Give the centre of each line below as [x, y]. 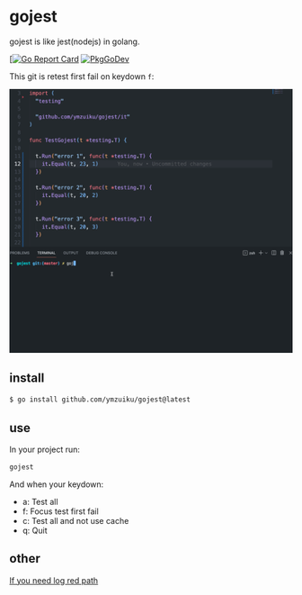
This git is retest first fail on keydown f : [82, 76]
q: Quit [35, 530]
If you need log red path [54, 580]
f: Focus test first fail [60, 511]
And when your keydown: [57, 484]
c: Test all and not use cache [75, 520]
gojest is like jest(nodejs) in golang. [75, 41]
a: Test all [40, 501]
